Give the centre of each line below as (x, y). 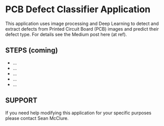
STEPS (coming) (32, 50)
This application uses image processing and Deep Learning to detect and (82, 23)
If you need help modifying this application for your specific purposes (78, 113)
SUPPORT (21, 100)
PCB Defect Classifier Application (78, 9)
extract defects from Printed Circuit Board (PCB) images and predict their (82, 29)
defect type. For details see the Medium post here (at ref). (66, 34)
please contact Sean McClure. (37, 118)
